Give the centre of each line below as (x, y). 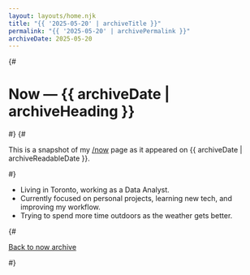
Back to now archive (43, 247)
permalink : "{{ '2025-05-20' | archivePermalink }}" (99, 31)
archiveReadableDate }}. (50, 158)
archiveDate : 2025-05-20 (50, 39)
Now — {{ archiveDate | (89, 95)
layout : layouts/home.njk (52, 16)
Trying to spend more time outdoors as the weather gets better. (126, 216)
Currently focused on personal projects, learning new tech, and (126, 199)
